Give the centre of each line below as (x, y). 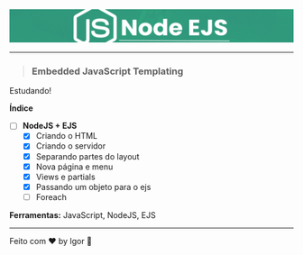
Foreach (51, 196)
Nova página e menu (74, 167)
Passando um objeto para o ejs (93, 187)
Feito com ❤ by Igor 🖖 (51, 241)
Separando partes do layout (87, 156)
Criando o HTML (66, 136)
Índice (21, 108)
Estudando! (31, 91)
